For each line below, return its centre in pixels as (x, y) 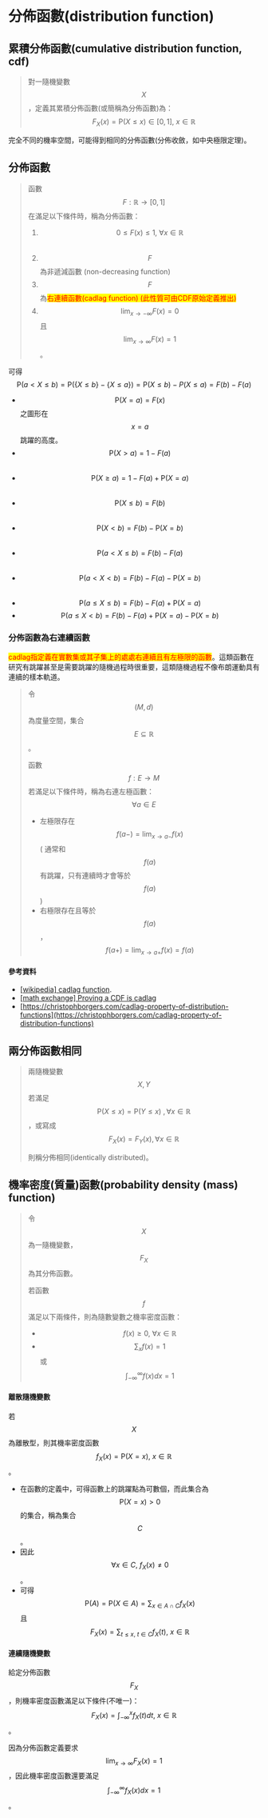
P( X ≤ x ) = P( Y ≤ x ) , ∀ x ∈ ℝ (144, 1112)
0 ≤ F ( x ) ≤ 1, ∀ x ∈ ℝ (150, 232)
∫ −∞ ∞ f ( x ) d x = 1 (150, 1376)
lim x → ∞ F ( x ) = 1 (150, 340)
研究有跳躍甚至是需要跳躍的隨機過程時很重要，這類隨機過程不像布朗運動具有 (134, 667)
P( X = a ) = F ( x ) (140, 400)
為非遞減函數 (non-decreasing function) (105, 271)
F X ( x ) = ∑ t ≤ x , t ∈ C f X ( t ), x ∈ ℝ (140, 1633)
